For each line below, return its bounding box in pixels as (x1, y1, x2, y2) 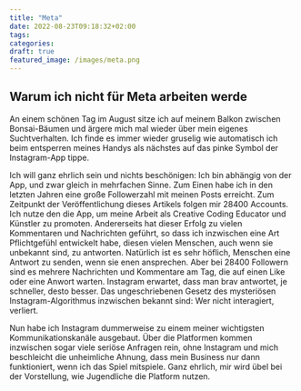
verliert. (9, 305, 39, 316)
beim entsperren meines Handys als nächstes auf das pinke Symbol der (9, 142, 279, 153)
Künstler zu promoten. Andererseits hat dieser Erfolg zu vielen (9, 217, 243, 228)
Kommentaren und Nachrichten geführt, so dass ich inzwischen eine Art (9, 227, 280, 238)
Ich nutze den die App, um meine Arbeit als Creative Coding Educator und (9, 208, 286, 219)
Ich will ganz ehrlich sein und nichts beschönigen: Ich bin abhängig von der (9, 169, 292, 180)
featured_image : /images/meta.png (9, 55, 141, 65)
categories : (9, 38, 55, 48)
